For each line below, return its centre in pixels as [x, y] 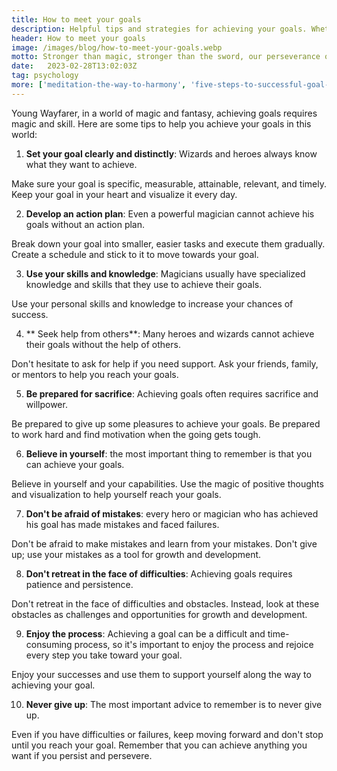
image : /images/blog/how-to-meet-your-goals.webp [117, 47]
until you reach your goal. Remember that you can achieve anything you [159, 745]
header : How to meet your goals [78, 38]
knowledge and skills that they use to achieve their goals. [144, 284]
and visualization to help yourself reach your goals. [116, 494]
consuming [49, 644]
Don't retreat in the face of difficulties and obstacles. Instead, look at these [165, 603]
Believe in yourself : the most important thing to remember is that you [169, 453]
